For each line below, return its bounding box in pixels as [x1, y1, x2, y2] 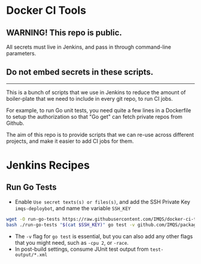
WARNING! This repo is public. [6, 28, 123, 38]
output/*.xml [14, 251, 48, 258]
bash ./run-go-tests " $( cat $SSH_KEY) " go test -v [6, 221, 135, 228]
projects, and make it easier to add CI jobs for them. [6, 137, 134, 145]
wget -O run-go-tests [6, 216, 60, 222]
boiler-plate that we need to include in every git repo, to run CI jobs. [6, 95, 173, 102]
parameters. [6, 50, 36, 57]
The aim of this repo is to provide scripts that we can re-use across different [6, 131, 194, 138]
